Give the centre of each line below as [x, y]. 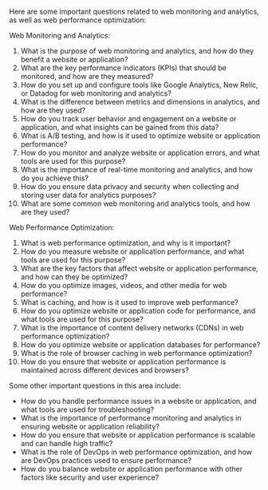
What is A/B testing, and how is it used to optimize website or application [140, 136]
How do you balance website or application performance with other [131, 469]
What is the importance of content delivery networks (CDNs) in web [132, 328]
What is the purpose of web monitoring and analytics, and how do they [137, 51]
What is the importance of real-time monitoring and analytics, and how [137, 170]
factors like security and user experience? [90, 477]
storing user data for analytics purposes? [88, 195]
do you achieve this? [54, 178]
